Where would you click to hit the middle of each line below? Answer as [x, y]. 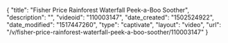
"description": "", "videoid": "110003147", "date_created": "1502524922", [110, 17]
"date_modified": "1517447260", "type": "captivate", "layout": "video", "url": [114, 25]
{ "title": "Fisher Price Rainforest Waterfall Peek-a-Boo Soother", [98, 10]
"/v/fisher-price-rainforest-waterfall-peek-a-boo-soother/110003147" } [107, 32]
